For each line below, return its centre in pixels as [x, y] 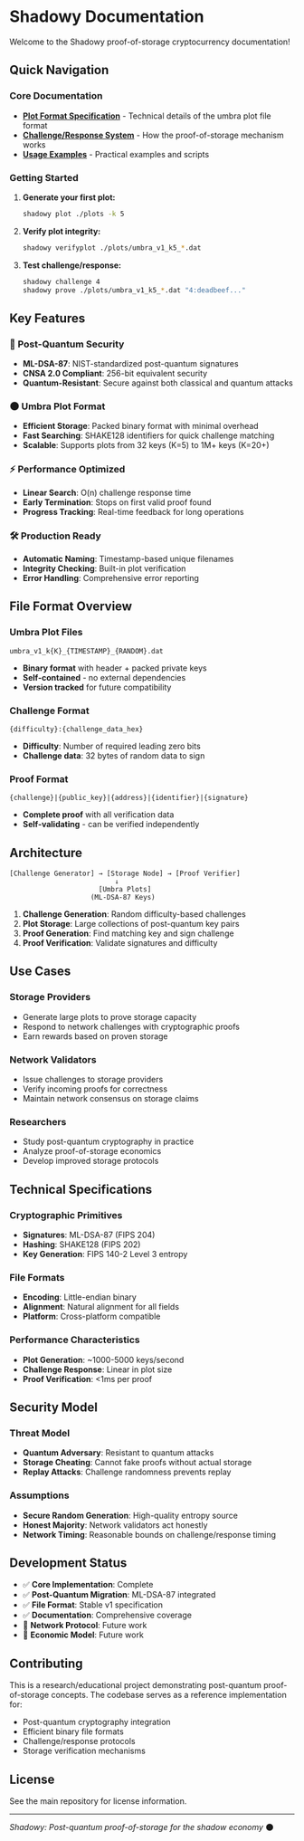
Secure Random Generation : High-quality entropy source [130, 1515]
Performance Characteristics [75, 1340]
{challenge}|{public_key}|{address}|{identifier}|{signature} [129, 798]
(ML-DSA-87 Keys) [123, 898]
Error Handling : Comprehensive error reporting [110, 578]
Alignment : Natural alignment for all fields [100, 1307]
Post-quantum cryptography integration [96, 1722]
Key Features [47, 318]
